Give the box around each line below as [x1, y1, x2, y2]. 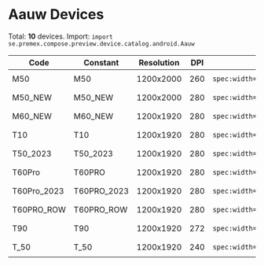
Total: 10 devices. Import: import [8, 31, 113, 41]
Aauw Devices [8, 6, 104, 24]
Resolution [138, 57, 180, 68]
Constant [83, 57, 119, 68]
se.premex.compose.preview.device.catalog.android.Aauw [8, 39, 195, 48]
